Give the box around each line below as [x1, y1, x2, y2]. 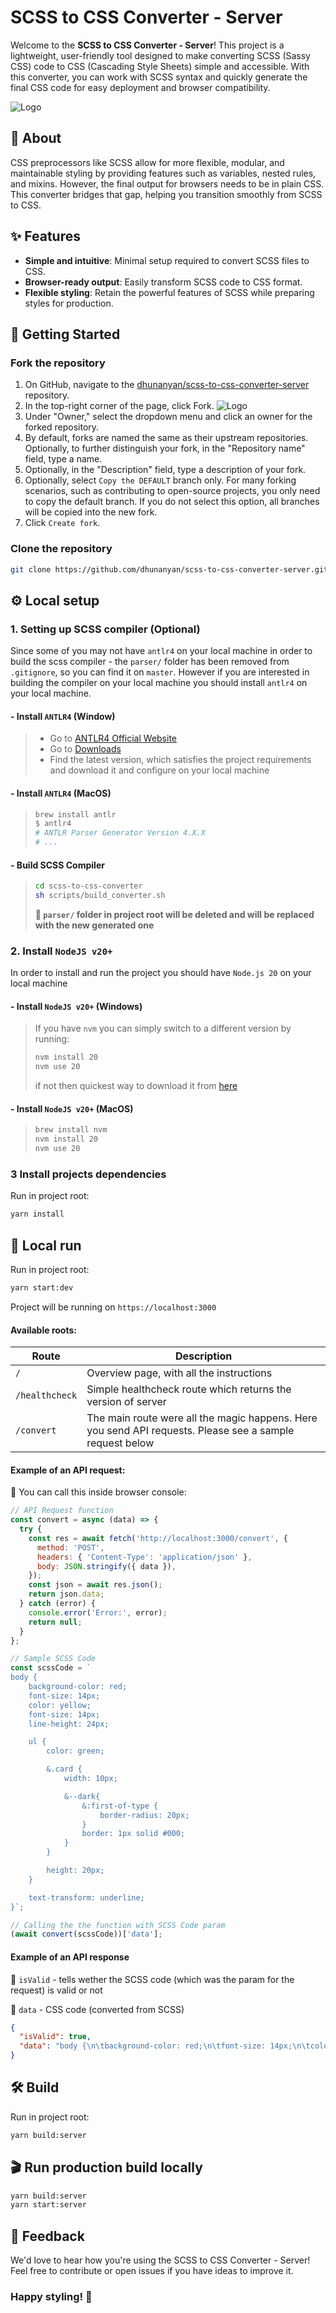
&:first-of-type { [81, 1801, 159, 1811]
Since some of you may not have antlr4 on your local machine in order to [10, 645, 313, 657]
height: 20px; [46, 1866, 105, 1876]
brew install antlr [34, 809, 117, 820]
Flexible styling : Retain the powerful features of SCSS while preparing [24, 286, 315, 298]
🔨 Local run [10, 1237, 82, 1254]
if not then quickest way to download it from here [34, 1080, 238, 1092]
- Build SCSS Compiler [10, 859, 105, 871]
